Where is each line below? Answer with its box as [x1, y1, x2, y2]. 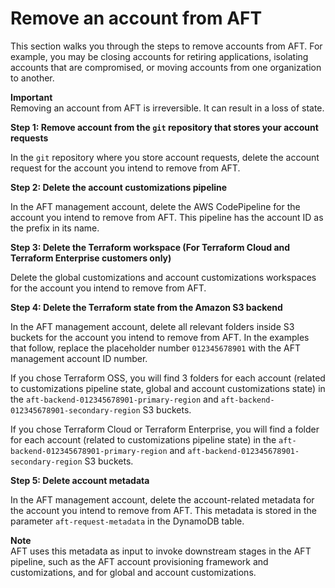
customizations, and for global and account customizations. [10, 566, 257, 578]
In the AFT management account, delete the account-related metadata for [10, 493, 315, 506]
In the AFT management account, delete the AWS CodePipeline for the [10, 200, 301, 212]
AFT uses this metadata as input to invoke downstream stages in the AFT [10, 545, 312, 557]
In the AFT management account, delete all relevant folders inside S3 [10, 320, 295, 332]
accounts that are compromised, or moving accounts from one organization [10, 61, 322, 73]
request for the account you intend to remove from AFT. [10, 162, 241, 174]
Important [10, 91, 53, 103]
